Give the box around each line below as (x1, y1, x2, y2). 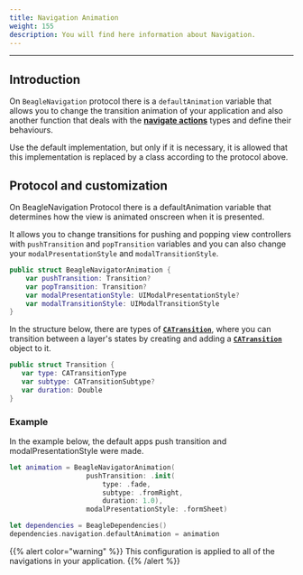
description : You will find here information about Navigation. (9, 30, 256, 39)
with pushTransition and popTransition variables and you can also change (9, 238, 287, 249)
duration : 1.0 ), (102, 496, 164, 505)
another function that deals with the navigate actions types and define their (9, 115, 291, 126)
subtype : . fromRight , (102, 488, 183, 497)
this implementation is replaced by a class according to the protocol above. (9, 152, 289, 162)
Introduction (9, 71, 81, 87)
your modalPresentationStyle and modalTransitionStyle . (9, 248, 219, 258)
